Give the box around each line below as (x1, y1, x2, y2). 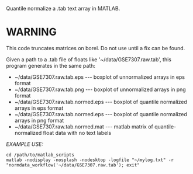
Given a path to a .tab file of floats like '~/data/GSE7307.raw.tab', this (6, 55, 171, 63)
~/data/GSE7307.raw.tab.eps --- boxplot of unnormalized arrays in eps (14, 73, 185, 81)
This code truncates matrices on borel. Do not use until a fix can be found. (6, 44, 185, 51)
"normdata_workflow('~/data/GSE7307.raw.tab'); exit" (6, 162, 140, 168)
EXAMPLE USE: (6, 140, 44, 148)
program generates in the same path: (6, 62, 95, 69)
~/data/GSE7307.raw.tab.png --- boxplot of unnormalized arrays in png (14, 86, 186, 93)
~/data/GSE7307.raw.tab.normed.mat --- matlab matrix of (14, 123, 153, 130)
